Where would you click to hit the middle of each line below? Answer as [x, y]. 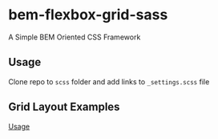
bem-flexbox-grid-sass [88, 15]
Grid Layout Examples [64, 107]
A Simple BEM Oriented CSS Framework [75, 37]
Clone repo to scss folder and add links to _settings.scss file [109, 81]
